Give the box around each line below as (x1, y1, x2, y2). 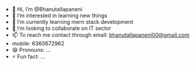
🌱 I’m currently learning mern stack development (11, 18, 134, 25)
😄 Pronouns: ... (11, 47, 51, 53)
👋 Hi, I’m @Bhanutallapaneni (11, 6, 83, 13)
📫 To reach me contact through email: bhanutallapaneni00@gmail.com (11, 32, 190, 38)
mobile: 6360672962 (11, 40, 65, 47)
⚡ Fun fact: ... (11, 53, 45, 60)
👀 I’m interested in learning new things (11, 12, 107, 19)
